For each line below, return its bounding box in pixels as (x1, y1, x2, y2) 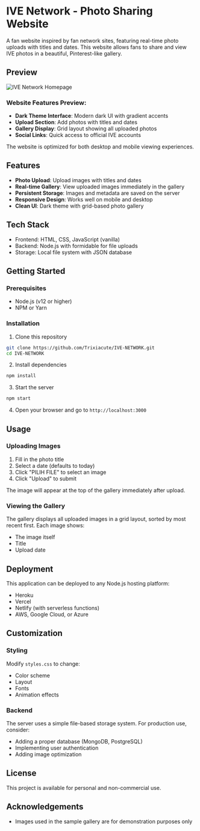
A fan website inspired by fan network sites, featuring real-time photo (6, 37, 179, 44)
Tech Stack (6, 220, 49, 230)
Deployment (6, 564, 54, 574)
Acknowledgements (6, 801, 84, 812)
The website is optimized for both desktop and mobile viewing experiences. (6, 143, 195, 150)
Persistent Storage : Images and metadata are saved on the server (14, 189, 180, 197)
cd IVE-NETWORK (6, 350, 45, 357)
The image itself (14, 533, 55, 541)
